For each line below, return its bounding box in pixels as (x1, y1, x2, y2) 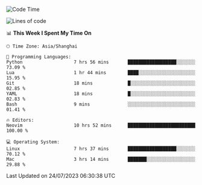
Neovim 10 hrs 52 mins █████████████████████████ (6, 122, 196, 128)
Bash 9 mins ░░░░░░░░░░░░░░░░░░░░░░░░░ (6, 101, 196, 107)
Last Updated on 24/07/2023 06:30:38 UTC (6, 172, 116, 179)
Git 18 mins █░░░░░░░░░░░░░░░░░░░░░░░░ (6, 80, 196, 86)
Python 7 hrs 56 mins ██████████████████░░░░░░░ (6, 59, 196, 65)
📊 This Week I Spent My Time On (6, 30, 92, 36)
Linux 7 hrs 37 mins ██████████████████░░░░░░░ (6, 146, 196, 152)
